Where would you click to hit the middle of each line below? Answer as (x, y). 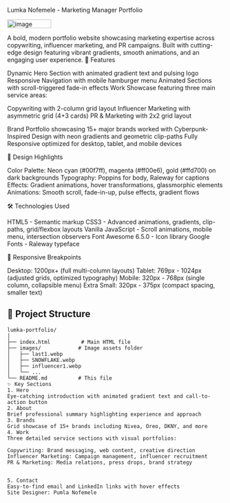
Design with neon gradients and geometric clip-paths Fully (115, 136)
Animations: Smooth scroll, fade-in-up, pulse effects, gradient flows (103, 192)
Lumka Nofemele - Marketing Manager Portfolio (75, 10)
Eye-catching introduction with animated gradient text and (95, 396)
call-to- (198, 396)
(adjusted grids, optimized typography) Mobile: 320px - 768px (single (106, 278)
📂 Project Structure (49, 314)
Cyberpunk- (191, 129)
